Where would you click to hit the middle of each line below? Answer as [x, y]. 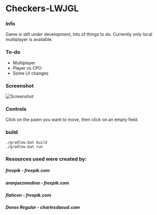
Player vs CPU [27, 68]
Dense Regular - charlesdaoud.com [43, 207]
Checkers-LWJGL [42, 9]
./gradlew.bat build [27, 142]
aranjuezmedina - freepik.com [37, 183]
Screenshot [20, 86]
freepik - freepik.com [28, 171]
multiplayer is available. [29, 39]
